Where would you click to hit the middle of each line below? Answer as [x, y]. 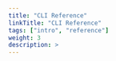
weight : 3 [25, 38]
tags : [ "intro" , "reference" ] [59, 30]
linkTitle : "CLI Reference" [55, 23]
